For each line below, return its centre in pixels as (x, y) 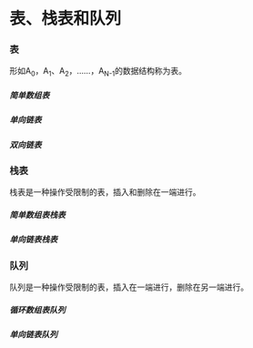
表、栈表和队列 (66, 19)
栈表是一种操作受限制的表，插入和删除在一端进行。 (105, 192)
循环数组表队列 (37, 310)
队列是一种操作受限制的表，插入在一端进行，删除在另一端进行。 (129, 287)
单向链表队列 (33, 334)
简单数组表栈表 (37, 214)
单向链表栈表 (33, 240)
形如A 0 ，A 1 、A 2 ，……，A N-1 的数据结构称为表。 (98, 72)
